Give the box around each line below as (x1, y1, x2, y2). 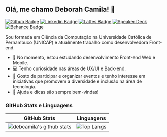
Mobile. (12, 59, 29, 66)
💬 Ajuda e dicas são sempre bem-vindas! (12, 89, 99, 95)
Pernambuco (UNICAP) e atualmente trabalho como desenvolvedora (5, 39, 148, 45)
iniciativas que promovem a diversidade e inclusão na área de (12, 78, 142, 84)
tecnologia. (12, 83, 37, 89)
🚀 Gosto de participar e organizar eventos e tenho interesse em (12, 73, 146, 79)
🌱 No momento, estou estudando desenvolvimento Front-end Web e (12, 54, 156, 60)
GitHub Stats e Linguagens (5, 101, 73, 109)
